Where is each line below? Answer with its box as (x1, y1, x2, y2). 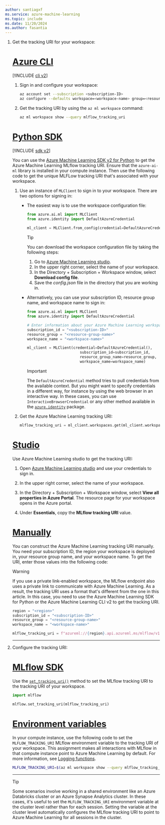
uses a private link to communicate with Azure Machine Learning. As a (12, 583, 155, 589)
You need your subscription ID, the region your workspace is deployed (12, 548, 155, 554)
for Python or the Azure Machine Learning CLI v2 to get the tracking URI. (12, 599, 160, 605)
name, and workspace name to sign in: (27, 300, 106, 306)
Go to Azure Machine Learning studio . (34, 259, 111, 265)
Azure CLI (12, 56, 54, 67)
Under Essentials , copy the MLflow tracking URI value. (19, 509, 132, 515)
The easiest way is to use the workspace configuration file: (27, 202, 146, 208)
